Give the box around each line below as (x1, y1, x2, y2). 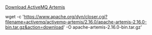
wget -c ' (5, 14, 24, 19)
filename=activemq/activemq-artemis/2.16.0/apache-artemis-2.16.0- (5, 19, 147, 25)
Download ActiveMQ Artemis (5, 4, 65, 10)
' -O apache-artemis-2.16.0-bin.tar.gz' (63, 24, 142, 30)
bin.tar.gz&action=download (5, 24, 64, 30)
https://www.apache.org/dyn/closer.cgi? (24, 14, 108, 19)
